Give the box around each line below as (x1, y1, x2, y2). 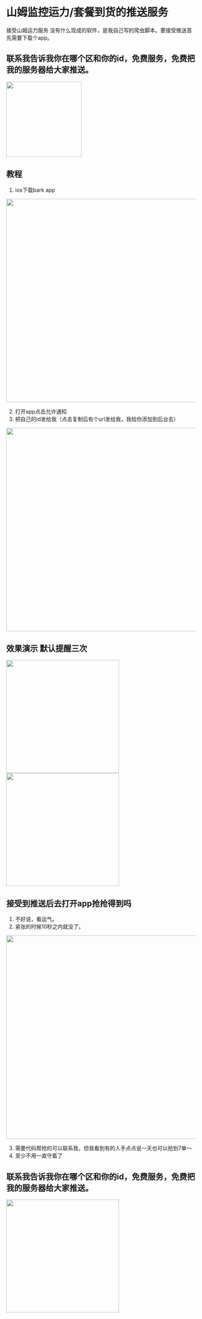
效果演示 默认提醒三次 (6, 643, 87, 653)
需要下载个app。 (11, 34, 53, 41)
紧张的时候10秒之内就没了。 (14, 923, 84, 930)
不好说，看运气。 (14, 916, 58, 923)
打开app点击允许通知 (14, 408, 67, 415)
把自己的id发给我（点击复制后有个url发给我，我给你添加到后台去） (14, 415, 179, 423)
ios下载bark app (14, 186, 55, 194)
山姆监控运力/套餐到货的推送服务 (6, 5, 168, 19)
